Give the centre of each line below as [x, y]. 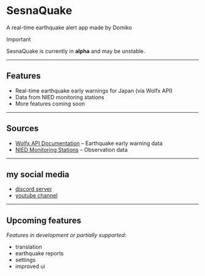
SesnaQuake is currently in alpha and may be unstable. [76, 51]
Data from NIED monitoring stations [60, 97]
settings [25, 260]
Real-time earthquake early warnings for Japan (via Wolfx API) [94, 90]
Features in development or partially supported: [67, 235]
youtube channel [36, 196]
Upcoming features [44, 220]
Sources [23, 129]
